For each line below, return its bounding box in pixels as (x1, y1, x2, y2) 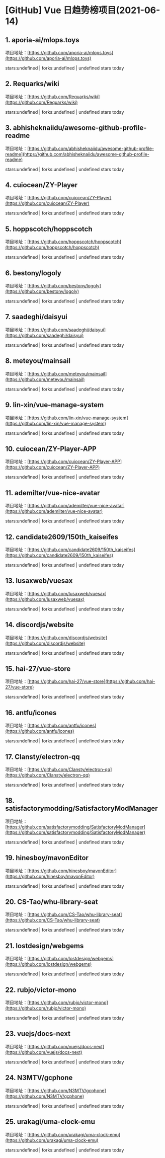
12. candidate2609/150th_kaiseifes (5, 532, 118, 541)
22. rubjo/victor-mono (5, 985, 76, 994)
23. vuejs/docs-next (5, 1030, 70, 1038)
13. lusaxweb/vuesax (5, 577, 73, 585)
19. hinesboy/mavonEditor (5, 854, 89, 862)
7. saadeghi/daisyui (5, 313, 68, 321)
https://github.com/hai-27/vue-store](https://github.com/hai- (29, 678, 155, 684)
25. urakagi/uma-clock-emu (5, 1118, 96, 1126)
